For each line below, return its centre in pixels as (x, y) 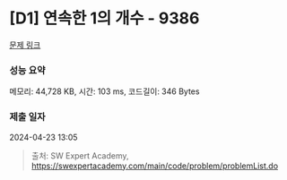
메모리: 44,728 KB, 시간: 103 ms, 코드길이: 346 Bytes (104, 91)
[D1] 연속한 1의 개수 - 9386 (104, 18)
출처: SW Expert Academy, (80, 155)
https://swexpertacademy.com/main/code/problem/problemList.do (155, 166)
